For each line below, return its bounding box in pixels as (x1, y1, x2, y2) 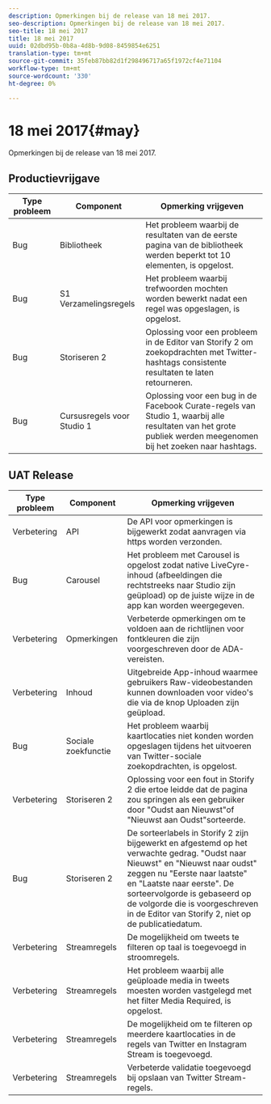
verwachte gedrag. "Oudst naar (127, 848, 247, 859)
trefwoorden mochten (144, 283, 228, 294)
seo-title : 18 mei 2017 (8, 27, 89, 35)
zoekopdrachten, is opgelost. (127, 761, 238, 772)
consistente (182, 357, 227, 368)
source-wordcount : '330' (8, 72, 92, 80)
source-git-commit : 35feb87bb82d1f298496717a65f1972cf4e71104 (8, 57, 222, 66)
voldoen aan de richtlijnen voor (127, 624, 244, 635)
